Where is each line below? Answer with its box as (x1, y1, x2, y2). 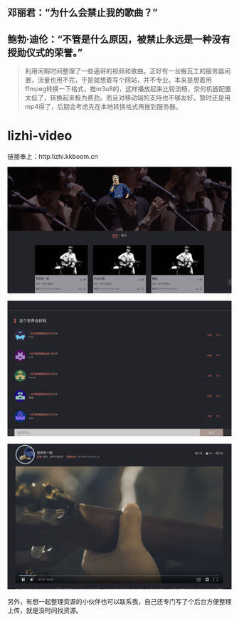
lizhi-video (7, 127, 73, 144)
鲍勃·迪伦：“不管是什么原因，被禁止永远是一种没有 (7, 33, 231, 45)
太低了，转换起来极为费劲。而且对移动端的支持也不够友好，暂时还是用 (24, 93, 231, 102)
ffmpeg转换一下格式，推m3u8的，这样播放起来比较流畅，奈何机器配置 (24, 85, 232, 93)
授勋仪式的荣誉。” (7, 46, 83, 58)
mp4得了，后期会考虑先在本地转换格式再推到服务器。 (24, 103, 182, 111)
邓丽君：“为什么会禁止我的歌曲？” (7, 6, 158, 19)
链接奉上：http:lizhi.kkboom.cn (7, 152, 98, 161)
